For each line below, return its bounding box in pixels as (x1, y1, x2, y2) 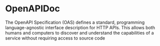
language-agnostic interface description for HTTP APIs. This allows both (5, 24, 155, 30)
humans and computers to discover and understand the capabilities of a (5, 30, 154, 36)
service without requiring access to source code (5, 35, 105, 41)
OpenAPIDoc (5, 3, 60, 14)
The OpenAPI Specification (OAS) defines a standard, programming (5, 19, 145, 25)
